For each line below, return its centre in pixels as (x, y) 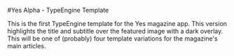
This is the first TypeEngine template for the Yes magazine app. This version (117, 23)
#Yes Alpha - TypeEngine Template (58, 10)
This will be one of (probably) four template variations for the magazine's (113, 38)
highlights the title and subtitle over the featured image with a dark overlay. (115, 31)
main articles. (27, 46)
